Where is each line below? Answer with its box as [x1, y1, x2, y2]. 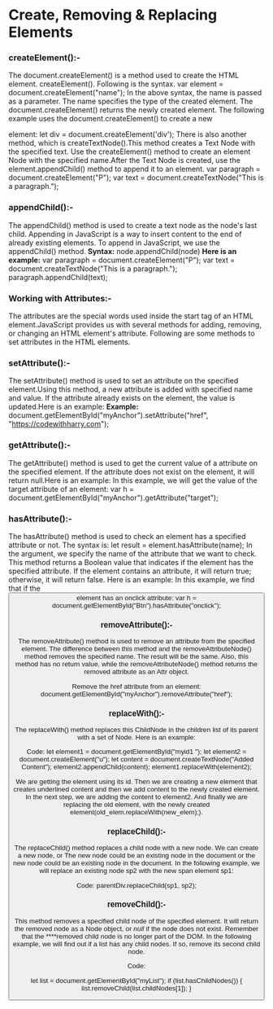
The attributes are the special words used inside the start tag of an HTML [8, 311, 254, 321]
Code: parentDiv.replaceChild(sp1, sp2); [76, 881, 197, 889]
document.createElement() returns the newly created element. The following [8, 105, 265, 115]
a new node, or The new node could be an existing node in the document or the [17, 851, 256, 860]
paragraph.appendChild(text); [8, 272, 108, 282]
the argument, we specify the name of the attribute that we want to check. [8, 548, 258, 559]
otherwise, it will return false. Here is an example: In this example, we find [8, 574, 255, 584]
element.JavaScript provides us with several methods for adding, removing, [8, 320, 262, 330]
